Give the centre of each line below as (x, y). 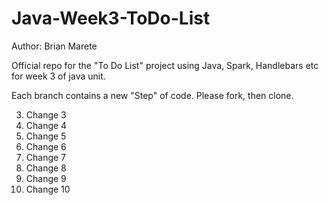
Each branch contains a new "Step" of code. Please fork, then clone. (152, 95)
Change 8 (46, 168)
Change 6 (46, 146)
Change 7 (46, 157)
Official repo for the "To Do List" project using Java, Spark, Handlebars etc (165, 65)
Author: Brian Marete (54, 46)
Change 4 (46, 125)
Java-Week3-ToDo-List (111, 18)
